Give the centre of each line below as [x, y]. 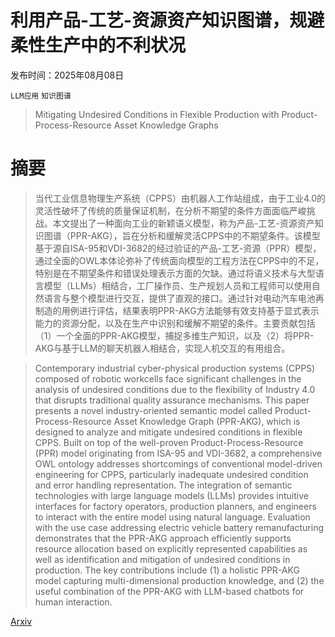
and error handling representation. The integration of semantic [163, 485]
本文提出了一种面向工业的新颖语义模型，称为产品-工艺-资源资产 [183, 223]
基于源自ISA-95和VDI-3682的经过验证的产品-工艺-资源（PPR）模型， [178, 248]
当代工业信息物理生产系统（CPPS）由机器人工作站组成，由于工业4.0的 [180, 198]
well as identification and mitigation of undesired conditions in [162, 559]
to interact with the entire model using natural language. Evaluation [172, 517]
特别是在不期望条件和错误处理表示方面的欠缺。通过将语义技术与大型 [175, 273]
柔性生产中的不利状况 [98, 45]
